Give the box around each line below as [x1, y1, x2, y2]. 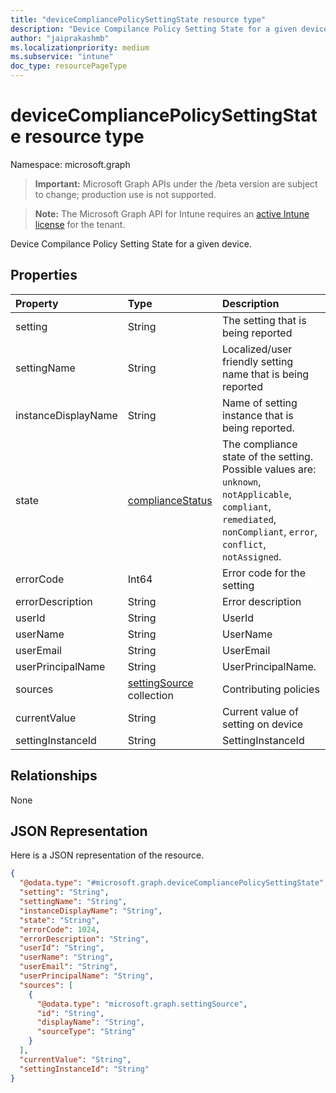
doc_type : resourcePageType [10, 61, 128, 71]
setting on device [221, 717, 304, 731]
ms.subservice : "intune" [10, 52, 114, 62]
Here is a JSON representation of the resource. [10, 849, 205, 861]
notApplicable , [221, 487, 292, 501]
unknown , [221, 474, 262, 488]
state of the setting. [221, 449, 314, 463]
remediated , [221, 512, 277, 526]
